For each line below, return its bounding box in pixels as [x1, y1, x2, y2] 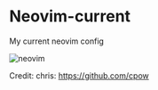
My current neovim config [9, 36, 105, 46]
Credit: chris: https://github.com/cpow [9, 70, 149, 81]
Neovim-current [9, 6, 131, 27]
